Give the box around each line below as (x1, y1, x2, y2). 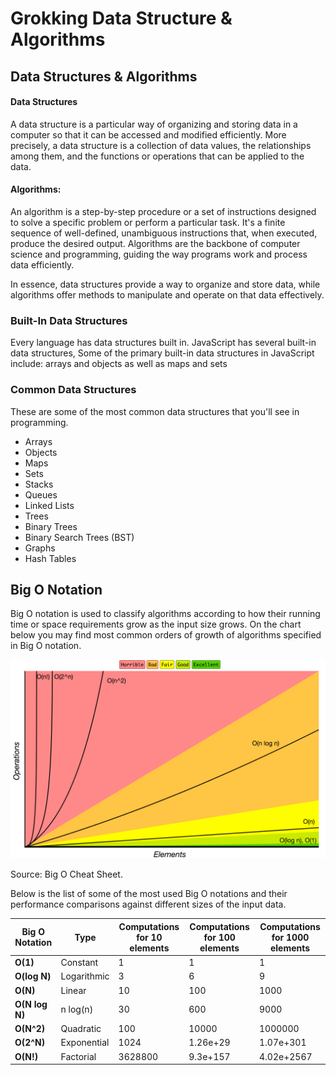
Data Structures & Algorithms (10, 68, 198, 85)
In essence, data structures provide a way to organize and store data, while (10, 278, 321, 290)
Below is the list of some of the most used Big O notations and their (10, 888, 288, 900)
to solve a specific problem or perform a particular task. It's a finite (10, 216, 286, 228)
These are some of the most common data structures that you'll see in (10, 405, 300, 417)
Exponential (60, 1037, 110, 1049)
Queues (24, 488, 58, 501)
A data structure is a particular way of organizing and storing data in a (10, 118, 298, 130)
